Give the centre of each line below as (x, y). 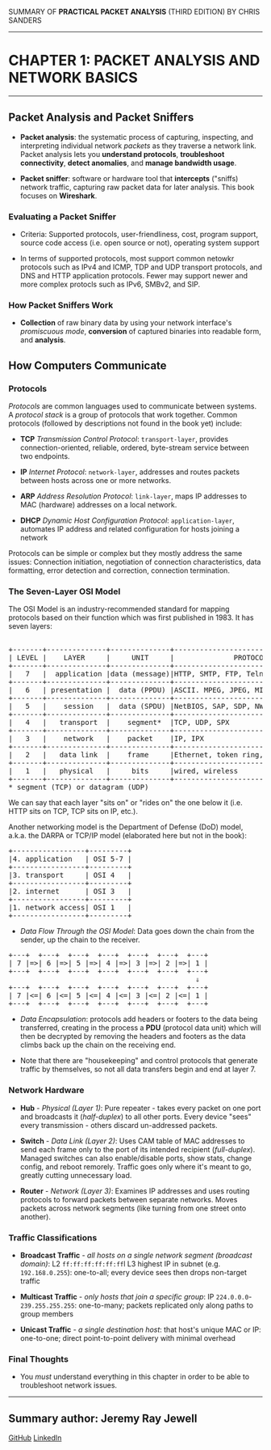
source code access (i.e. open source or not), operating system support (140, 243)
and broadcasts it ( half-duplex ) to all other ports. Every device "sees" (135, 1117)
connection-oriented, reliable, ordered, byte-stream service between (135, 447)
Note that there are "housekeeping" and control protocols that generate (139, 1061)
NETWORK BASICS (73, 78)
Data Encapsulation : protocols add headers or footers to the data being (139, 1020)
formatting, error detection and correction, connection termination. (119, 570)
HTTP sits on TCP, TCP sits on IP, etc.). (73, 812)
